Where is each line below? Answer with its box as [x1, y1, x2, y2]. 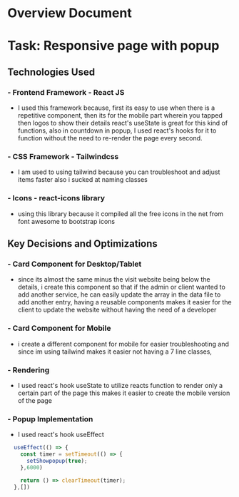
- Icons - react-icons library [7, 193, 106, 203]
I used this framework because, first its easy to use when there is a [17, 103, 215, 112]
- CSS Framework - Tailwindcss [7, 151, 119, 161]
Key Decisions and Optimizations [7, 237, 158, 250]
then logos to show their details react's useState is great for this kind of [17, 119, 228, 128]
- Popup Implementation [7, 414, 93, 424]
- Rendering [7, 365, 50, 375]
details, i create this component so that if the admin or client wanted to [17, 283, 226, 292]
